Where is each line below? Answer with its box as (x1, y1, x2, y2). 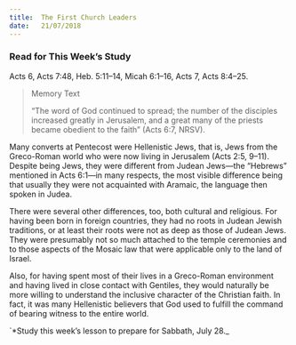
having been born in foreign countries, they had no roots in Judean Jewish (9, 215, 283, 226)
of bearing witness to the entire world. (9, 308, 149, 318)
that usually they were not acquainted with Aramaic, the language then (9, 179, 268, 189)
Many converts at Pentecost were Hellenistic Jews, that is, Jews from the (9, 141, 278, 152)
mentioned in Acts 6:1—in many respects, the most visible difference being (9, 170, 283, 181)
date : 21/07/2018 (9, 21, 82, 30)
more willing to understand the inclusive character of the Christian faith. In (9, 289, 281, 300)
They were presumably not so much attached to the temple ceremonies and (9, 234, 287, 245)
